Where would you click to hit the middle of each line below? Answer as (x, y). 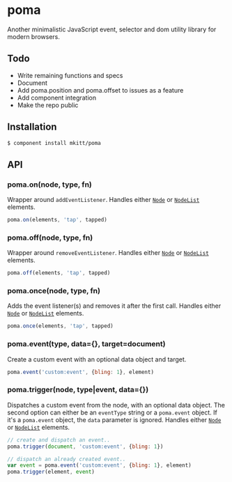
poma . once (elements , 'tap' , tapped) (60, 326)
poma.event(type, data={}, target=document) (86, 344)
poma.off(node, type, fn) (50, 238)
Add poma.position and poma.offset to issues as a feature (100, 90)
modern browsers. (34, 36)
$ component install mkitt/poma (54, 143)
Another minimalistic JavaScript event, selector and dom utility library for (112, 29)
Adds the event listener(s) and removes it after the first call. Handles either (114, 306)
